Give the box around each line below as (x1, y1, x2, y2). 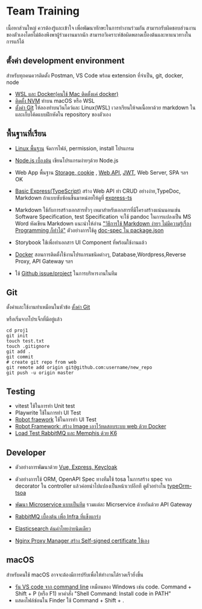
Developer (6, 447, 46, 457)
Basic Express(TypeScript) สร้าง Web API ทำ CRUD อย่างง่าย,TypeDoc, (14, 187, 181, 195)
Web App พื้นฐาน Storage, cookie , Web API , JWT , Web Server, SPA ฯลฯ (14, 169, 189, 176)
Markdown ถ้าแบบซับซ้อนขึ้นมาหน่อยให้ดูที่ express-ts (14, 194, 133, 201)
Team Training (6, 4, 80, 18)
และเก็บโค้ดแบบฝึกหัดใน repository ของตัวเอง (14, 111, 112, 118)
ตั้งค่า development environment (6, 56, 125, 66)
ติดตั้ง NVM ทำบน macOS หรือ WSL (14, 97, 95, 104)
